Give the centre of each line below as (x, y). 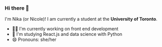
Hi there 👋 (17, 8)
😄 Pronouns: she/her (34, 39)
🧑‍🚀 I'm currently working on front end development (65, 29)
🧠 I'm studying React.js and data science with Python (67, 34)
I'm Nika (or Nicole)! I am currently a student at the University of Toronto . (81, 19)
